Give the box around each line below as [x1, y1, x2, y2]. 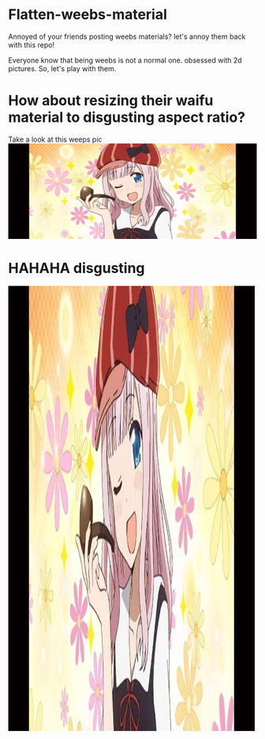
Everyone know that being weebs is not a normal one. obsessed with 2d [8, 55, 242, 65]
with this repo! [8, 40, 55, 49]
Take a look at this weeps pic [8, 135, 103, 144]
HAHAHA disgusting [8, 260, 145, 278]
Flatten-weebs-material [8, 6, 168, 24]
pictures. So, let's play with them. [8, 63, 117, 73]
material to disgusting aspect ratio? [8, 108, 246, 127]
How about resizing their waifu [8, 92, 214, 110]
